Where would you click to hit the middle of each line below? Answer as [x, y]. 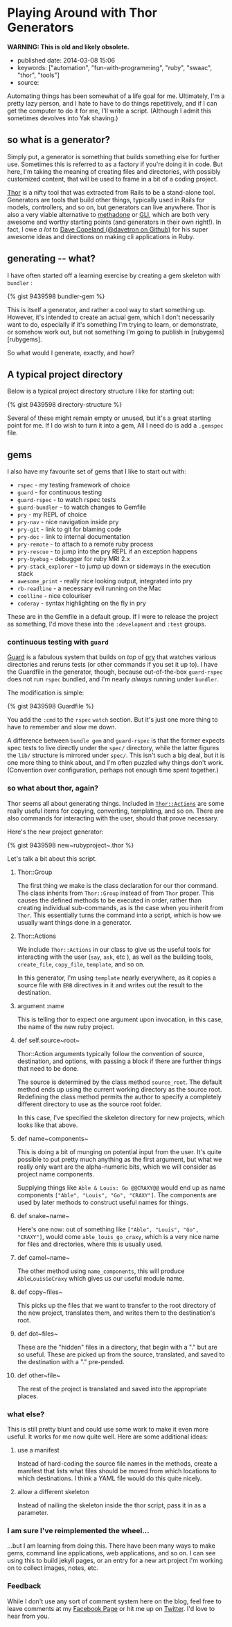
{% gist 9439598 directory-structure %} [65, 405]
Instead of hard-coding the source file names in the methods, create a [117, 1464]
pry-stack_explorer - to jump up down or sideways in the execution [114, 566]
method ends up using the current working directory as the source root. [119, 1089]
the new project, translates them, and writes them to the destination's [116, 1313]
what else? [26, 1414]
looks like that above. [47, 1125]
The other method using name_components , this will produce [101, 1271]
